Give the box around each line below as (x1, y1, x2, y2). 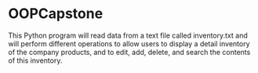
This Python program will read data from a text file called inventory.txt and (8, 31, 249, 40)
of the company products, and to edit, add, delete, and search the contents (8, 47, 251, 57)
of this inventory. (8, 56, 63, 65)
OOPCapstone (8, 5, 104, 23)
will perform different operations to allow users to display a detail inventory (8, 38, 250, 48)
